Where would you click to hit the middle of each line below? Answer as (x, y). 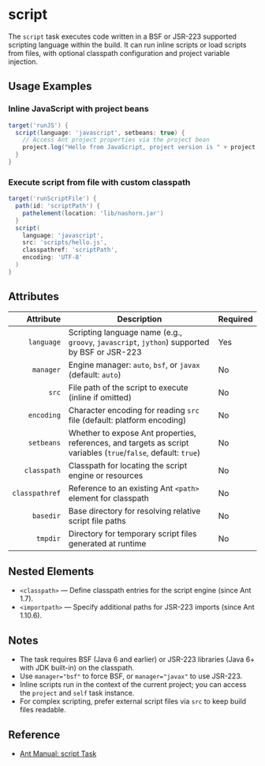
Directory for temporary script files (132, 533)
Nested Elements (51, 571)
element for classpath (108, 498)
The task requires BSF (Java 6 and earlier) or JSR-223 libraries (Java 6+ (137, 659)
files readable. (43, 710)
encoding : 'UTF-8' (52, 257)
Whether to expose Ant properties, (132, 433)
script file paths (97, 520)
